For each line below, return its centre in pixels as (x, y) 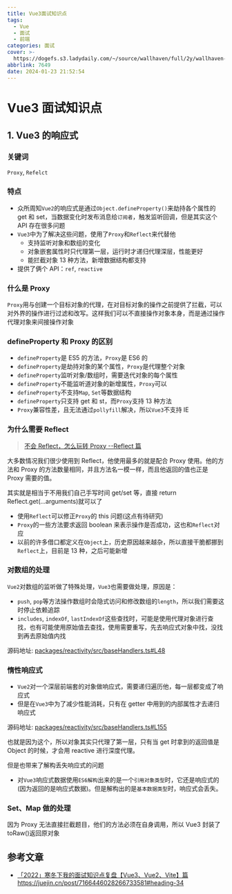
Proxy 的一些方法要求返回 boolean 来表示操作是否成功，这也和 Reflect (115, 524)
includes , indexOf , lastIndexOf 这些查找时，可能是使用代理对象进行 (112, 618)
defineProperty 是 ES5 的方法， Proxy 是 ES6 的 (83, 358)
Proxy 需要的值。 (31, 477)
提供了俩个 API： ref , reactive (60, 268)
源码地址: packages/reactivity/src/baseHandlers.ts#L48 (86, 650)
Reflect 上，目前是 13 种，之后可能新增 (72, 550)
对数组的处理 (29, 570)
